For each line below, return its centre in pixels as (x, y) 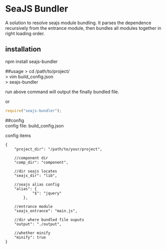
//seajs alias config (37, 184)
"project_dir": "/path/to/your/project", (58, 149)
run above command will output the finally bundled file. (62, 92)
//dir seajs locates (36, 171)
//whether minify (32, 233)
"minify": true (30, 237)
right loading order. (25, 33)
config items (18, 135)
